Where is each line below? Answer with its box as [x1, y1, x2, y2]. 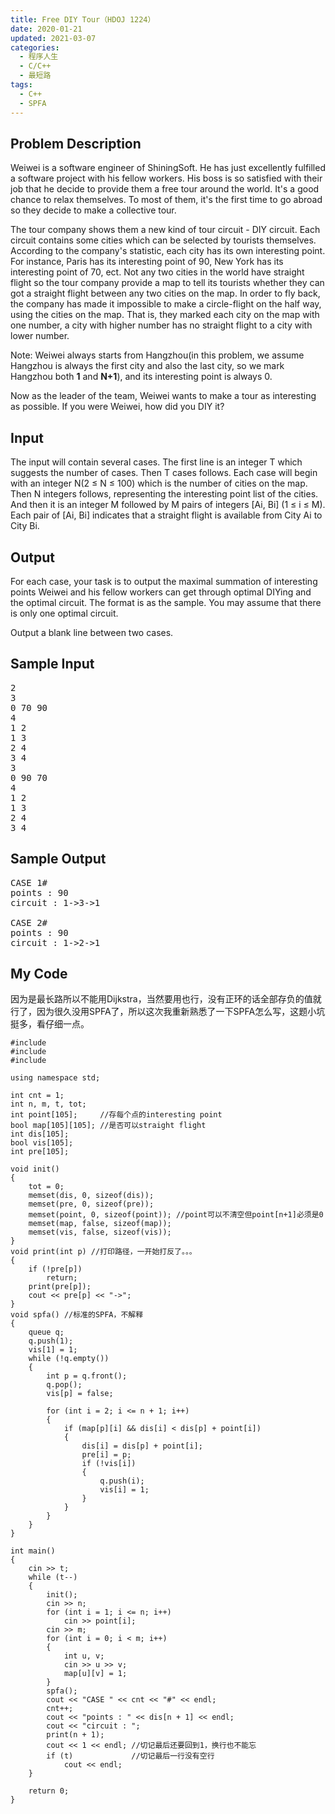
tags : [10, 80, 33, 90]
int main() [10, 1546, 56, 1556]
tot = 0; [28, 1182, 65, 1192]
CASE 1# [10, 877, 48, 888]
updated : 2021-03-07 [10, 33, 97, 43]
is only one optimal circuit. [10, 607, 119, 619]
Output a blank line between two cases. [10, 626, 174, 638]
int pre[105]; [10, 1147, 70, 1157]
